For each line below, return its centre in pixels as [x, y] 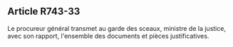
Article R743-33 [44, 12]
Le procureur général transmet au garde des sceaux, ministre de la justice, [117, 28]
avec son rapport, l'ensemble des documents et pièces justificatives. [108, 36]
